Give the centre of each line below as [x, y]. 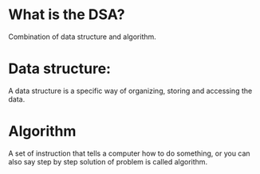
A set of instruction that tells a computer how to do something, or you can [129, 153]
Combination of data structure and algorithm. [83, 37]
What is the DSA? [67, 15]
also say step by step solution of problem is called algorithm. [108, 161]
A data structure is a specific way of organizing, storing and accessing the [130, 91]
